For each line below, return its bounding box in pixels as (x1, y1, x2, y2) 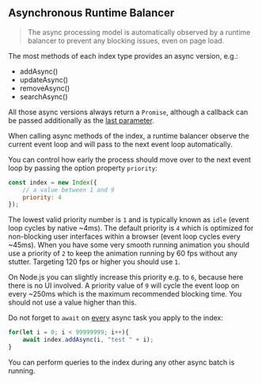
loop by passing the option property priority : (8, 163, 158, 173)
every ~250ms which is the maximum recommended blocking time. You (8, 289, 242, 299)
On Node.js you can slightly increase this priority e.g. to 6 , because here (8, 273, 244, 282)
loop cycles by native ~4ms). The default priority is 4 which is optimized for (8, 224, 254, 233)
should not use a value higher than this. (8, 297, 137, 308)
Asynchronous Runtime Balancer (8, 6, 175, 20)
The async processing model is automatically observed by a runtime (27, 27, 251, 36)
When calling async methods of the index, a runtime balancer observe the (8, 131, 249, 140)
